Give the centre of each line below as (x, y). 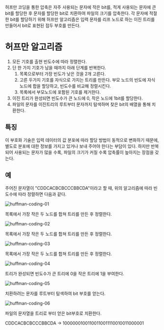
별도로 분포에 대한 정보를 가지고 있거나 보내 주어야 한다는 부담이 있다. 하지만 (78, 146)
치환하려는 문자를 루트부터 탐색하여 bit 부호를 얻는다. (55, 293)
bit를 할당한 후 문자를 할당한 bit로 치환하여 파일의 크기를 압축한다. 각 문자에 (77, 13)
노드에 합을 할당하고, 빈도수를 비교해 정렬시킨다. (65, 86)
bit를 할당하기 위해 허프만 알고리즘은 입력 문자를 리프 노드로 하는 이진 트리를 (82, 19)
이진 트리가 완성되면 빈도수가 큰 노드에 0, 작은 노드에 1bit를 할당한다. (77, 98)
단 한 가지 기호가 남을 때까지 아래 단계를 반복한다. (59, 67)
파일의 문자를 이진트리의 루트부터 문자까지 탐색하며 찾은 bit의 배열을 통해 (81, 104)
